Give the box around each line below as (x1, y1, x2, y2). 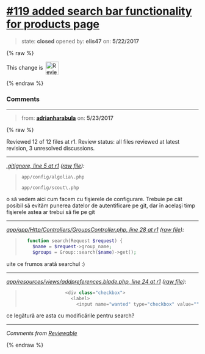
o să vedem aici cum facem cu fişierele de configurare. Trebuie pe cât (6, 196, 182, 203)
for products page (6, 17, 99, 31)
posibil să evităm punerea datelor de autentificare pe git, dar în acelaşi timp (6, 202, 196, 209)
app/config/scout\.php (21, 185, 79, 191)
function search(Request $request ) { (27, 238, 123, 244)
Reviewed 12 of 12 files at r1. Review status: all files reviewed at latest (6, 138, 180, 146)
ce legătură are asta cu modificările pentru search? (6, 312, 135, 319)
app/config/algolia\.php (21, 174, 85, 180)
